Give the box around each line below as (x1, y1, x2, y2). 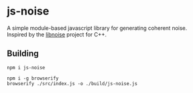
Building (7, 49, 39, 59)
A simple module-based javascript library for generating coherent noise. (7, 24, 188, 32)
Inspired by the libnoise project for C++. (7, 30, 107, 38)
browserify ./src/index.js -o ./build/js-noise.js (7, 80, 138, 86)
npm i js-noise (7, 64, 46, 71)
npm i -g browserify (7, 75, 59, 81)
